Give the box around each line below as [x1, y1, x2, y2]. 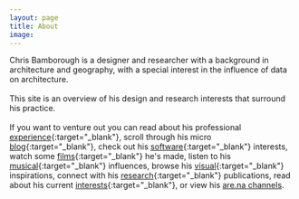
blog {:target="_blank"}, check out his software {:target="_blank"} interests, [9, 141, 288, 152]
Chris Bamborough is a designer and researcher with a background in [9, 55, 269, 66]
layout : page [9, 13, 59, 23]
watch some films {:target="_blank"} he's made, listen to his [9, 151, 231, 162]
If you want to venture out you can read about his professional [9, 122, 242, 133]
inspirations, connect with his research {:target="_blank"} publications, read [9, 170, 292, 181]
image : [9, 30, 34, 39]
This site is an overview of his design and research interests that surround [9, 93, 286, 104]
